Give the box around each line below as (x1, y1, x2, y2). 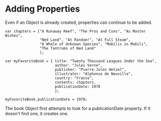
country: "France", (55, 75, 94, 81)
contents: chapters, (55, 80, 96, 85)
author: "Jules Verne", (55, 63, 103, 68)
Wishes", (5, 33, 23, 38)
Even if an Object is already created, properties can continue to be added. (5, 19, 152, 25)
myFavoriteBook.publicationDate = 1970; (5, 97, 88, 102)
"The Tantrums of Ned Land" (39, 46, 96, 51)
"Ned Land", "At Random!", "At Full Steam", (39, 37, 131, 42)
